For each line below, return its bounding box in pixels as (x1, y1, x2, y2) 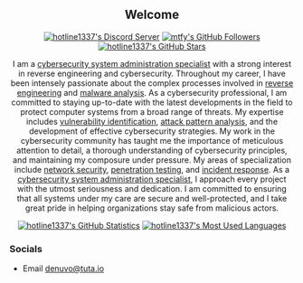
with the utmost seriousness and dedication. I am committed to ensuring (17, 183, 287, 193)
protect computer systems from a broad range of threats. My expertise (20, 106, 284, 117)
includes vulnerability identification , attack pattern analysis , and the (25, 116, 279, 127)
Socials (9, 242, 43, 255)
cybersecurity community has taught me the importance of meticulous (20, 135, 284, 146)
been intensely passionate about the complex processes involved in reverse (10, 77, 294, 89)
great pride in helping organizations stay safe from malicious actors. (25, 203, 279, 213)
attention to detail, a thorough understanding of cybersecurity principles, (16, 145, 288, 156)
